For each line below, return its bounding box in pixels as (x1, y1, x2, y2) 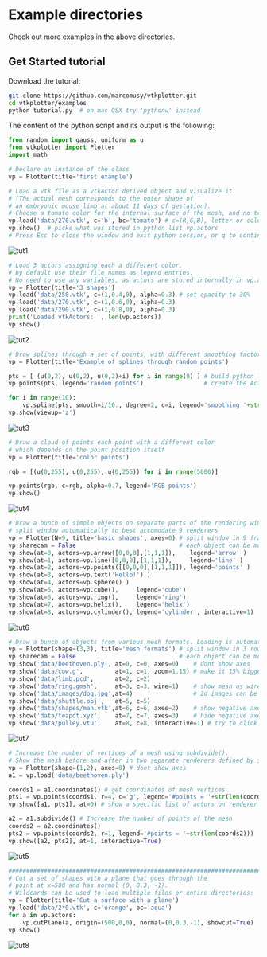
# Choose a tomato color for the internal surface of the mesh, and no (8, 209, 250, 217)
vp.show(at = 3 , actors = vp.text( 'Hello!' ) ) (8, 571, 151, 579)
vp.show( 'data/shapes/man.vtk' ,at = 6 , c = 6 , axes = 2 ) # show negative (8, 705, 247, 713)
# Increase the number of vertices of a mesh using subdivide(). (8, 749, 229, 757)
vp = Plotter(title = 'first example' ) (8, 173, 133, 181)
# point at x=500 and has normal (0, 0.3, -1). (8, 881, 169, 889)
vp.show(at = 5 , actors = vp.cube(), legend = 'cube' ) (8, 586, 187, 594)
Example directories (8, 6, 144, 24)
